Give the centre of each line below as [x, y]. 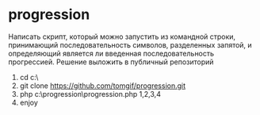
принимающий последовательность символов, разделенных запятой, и [130, 44]
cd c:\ [29, 77]
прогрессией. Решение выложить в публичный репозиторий [111, 62]
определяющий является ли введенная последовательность [111, 53]
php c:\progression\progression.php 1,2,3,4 [90, 94]
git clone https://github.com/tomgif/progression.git [103, 86]
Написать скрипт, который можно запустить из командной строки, [122, 36]
